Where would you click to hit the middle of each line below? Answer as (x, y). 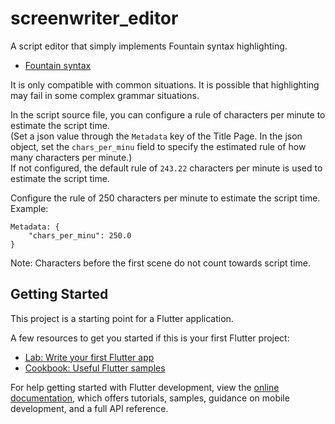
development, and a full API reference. (89, 408)
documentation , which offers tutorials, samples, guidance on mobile (150, 398)
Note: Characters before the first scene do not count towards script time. (160, 263)
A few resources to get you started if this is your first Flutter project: (150, 338)
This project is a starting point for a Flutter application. (122, 318)
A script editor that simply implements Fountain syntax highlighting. (149, 46)
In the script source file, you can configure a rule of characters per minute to (168, 114)
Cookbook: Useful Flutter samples (95, 368)
